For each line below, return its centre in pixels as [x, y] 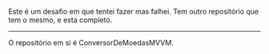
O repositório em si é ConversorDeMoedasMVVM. [91, 42]
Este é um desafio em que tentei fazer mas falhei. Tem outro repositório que [133, 12]
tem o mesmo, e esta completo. [60, 20]
